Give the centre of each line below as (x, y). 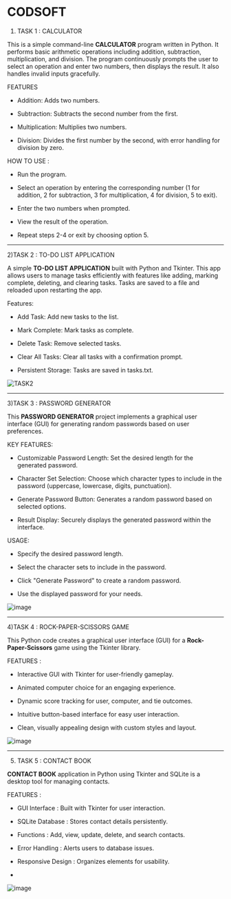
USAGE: (18, 540)
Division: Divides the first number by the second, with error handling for (118, 140)
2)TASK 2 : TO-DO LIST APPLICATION (61, 255)
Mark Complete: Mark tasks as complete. (75, 330)
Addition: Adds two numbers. (58, 100)
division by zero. (40, 147)
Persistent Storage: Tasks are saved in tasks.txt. (85, 370)
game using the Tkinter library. (97, 647)
